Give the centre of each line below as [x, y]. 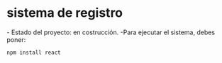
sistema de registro [65, 13]
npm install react [34, 52]
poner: [16, 39]
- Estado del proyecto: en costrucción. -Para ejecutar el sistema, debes [111, 32]
